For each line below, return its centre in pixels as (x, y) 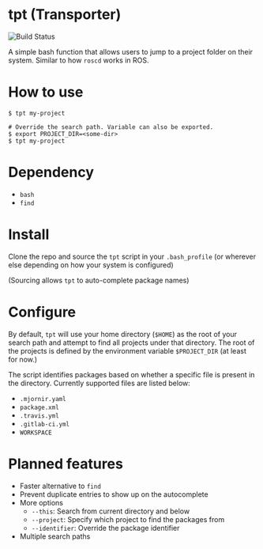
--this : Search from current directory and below (111, 511)
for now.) (23, 359)
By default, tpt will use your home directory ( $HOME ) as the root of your (123, 334)
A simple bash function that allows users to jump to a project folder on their (131, 51)
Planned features (66, 464)
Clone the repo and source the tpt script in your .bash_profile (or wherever (132, 256)
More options (41, 502)
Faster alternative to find (60, 486)
